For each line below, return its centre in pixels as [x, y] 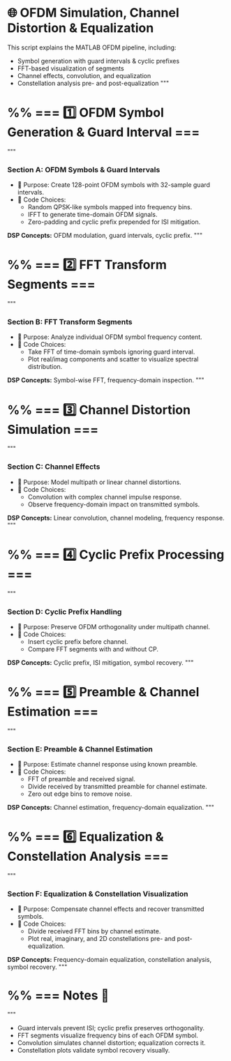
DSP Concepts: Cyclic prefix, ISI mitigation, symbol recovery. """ [100, 662]
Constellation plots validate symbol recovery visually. [94, 1051]
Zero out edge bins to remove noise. [80, 794]
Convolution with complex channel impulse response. [105, 497]
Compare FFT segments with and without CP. [93, 649]
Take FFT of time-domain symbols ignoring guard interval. [111, 352]
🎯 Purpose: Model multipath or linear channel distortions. [99, 482]
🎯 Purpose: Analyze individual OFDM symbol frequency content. [110, 337]
